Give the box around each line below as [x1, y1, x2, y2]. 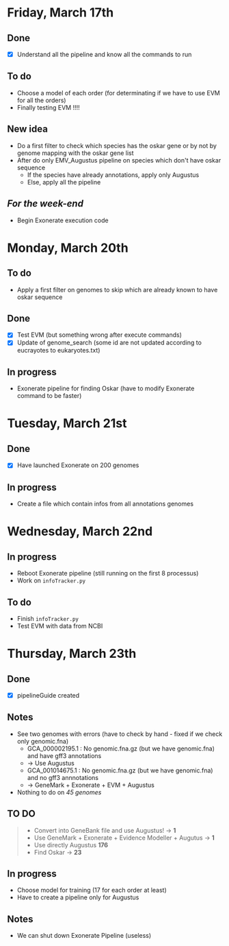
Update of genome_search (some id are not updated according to [16, 338, 202, 347]
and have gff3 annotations [27, 751, 102, 759]
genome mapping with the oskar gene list [16, 149, 135, 157]
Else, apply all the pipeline [27, 178, 101, 186]
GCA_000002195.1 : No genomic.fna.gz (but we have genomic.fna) [27, 744, 215, 753]
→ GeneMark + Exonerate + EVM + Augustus [27, 781, 155, 789]
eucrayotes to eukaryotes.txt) [16, 346, 100, 355]
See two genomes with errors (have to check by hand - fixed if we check [16, 729, 223, 738]
